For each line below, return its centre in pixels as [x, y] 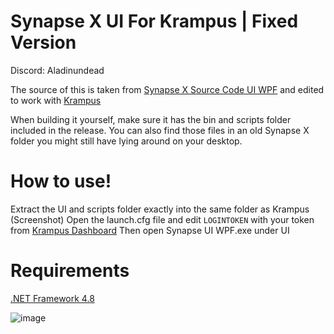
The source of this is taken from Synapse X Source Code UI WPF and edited [167, 89]
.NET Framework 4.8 [52, 298]
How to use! [61, 181]
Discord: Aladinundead [57, 70]
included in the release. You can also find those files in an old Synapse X [160, 130]
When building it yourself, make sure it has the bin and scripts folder [151, 119]
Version [43, 42]
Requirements [70, 271]
